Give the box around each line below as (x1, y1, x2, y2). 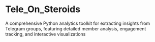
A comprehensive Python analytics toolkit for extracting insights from (5, 20, 150, 26)
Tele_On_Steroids (5, 4, 80, 15)
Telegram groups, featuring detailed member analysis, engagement (5, 25, 146, 31)
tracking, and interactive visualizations (5, 31, 86, 37)
